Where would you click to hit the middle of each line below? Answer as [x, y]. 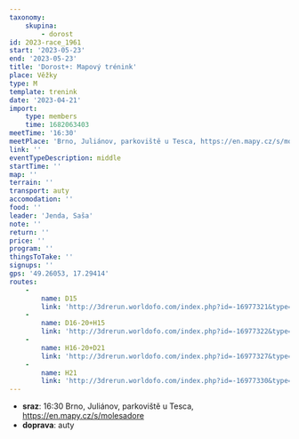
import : [24, 108]
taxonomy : [28, 17]
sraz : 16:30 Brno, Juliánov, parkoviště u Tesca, [108, 406]
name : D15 [59, 299]
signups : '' [31, 266]
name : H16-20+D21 [73, 347]
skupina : [41, 26]
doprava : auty [48, 425]
